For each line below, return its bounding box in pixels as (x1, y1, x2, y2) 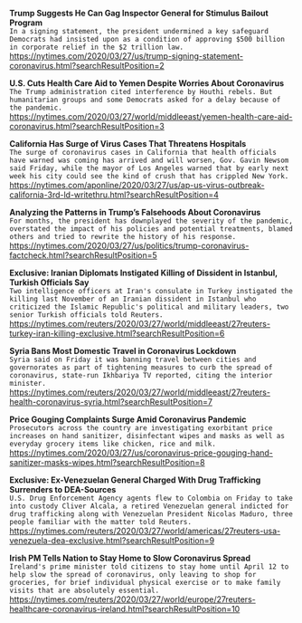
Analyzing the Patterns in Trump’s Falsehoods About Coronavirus (9, 207, 261, 217)
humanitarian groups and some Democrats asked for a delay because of (9, 95, 281, 104)
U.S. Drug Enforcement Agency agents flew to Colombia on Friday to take (9, 494, 294, 503)
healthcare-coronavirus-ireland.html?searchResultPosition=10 (9, 604, 241, 614)
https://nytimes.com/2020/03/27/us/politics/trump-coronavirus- (9, 240, 250, 251)
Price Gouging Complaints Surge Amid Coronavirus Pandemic (9, 414, 247, 425)
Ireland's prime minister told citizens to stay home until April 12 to (9, 562, 289, 571)
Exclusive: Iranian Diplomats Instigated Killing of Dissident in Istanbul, (9, 267, 278, 278)
